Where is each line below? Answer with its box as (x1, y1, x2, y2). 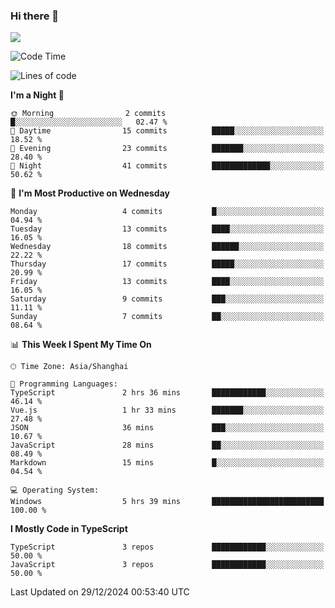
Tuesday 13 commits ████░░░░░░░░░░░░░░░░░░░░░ (10, 224, 325, 234)
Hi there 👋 (10, 9, 60, 23)
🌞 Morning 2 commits (10, 109, 167, 119)
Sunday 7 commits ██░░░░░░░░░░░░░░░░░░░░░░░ (10, 312, 325, 322)
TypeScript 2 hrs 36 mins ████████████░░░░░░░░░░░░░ (10, 388, 325, 398)
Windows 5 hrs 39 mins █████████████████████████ (10, 497, 325, 507)
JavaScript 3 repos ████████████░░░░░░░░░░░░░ (10, 560, 325, 570)
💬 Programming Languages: (10, 379, 118, 389)
